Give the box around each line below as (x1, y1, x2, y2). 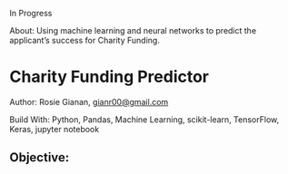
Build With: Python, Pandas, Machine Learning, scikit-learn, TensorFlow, (9, 113, 280, 125)
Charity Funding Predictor (9, 67, 210, 87)
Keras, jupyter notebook (9, 123, 100, 134)
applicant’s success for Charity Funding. (9, 35, 161, 45)
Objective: (9, 150, 70, 166)
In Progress (9, 8, 53, 18)
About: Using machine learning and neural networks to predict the (9, 25, 257, 35)
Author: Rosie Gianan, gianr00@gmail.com (9, 96, 169, 107)
